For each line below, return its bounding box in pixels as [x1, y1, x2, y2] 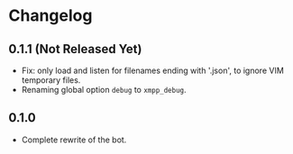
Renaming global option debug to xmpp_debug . [21, 85, 187, 95]
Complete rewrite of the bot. [21, 134, 127, 145]
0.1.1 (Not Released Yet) [8, 41, 142, 57]
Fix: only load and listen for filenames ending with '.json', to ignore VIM [21, 65, 285, 76]
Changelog [8, 5, 93, 26]
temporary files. [21, 75, 81, 86]
